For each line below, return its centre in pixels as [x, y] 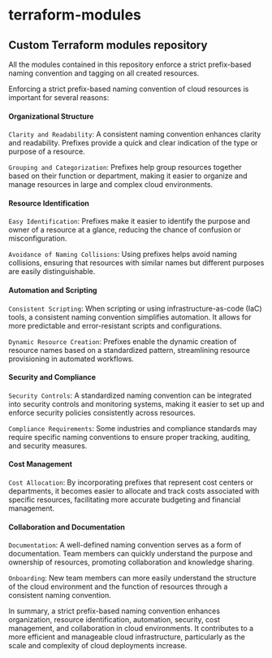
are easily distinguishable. [52, 272]
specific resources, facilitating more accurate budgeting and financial [125, 500]
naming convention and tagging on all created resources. [104, 73]
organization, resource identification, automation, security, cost [114, 620]
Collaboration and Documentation [67, 527]
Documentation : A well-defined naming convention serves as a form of [125, 545]
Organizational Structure [51, 116]
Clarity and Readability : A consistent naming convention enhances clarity [135, 134]
